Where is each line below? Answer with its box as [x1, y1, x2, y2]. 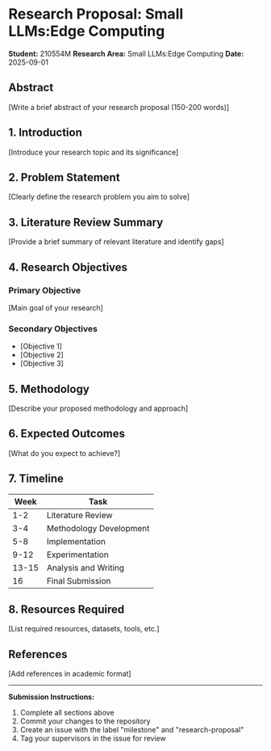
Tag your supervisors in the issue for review [19, 733, 167, 744]
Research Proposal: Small [8, 5, 184, 23]
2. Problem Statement [8, 171, 120, 184]
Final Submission [46, 575, 111, 586]
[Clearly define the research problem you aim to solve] [8, 192, 190, 202]
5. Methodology [8, 382, 90, 396]
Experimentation [46, 549, 109, 560]
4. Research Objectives [8, 260, 127, 274]
